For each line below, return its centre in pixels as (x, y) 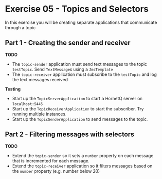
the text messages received (40, 79)
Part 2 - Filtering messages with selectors (70, 134)
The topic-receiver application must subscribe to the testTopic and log (84, 74)
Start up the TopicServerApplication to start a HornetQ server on (77, 98)
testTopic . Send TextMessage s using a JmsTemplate (63, 69)
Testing (13, 89)
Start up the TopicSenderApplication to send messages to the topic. (80, 119)
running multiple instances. (39, 114)
